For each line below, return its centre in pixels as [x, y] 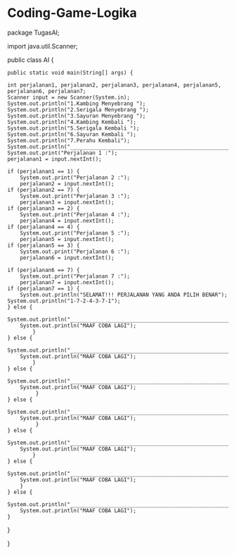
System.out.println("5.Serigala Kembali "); [73, 128]
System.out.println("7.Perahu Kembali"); [69, 140]
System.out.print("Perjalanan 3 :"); [75, 196]
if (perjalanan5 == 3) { [44, 245]
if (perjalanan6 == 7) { [44, 270]
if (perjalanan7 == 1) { [44, 288]
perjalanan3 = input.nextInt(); [67, 202]
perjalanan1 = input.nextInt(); [54, 159]
